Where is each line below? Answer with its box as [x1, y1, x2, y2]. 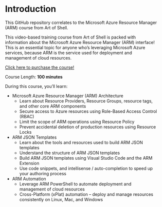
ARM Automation [12, 176, 46, 182]
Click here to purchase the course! [5, 64, 74, 70]
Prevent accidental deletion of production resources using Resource [19, 124, 156, 130]
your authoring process [19, 170, 67, 176]
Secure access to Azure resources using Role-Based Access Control [19, 108, 157, 114]
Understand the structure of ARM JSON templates [19, 150, 120, 156]
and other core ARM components [19, 103, 86, 109]
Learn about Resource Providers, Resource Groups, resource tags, [19, 98, 153, 103]
